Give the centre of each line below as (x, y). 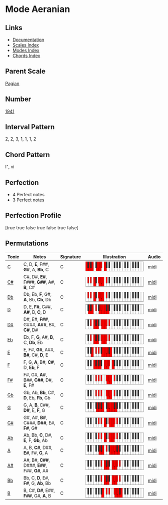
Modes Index (26, 50)
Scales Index (25, 45)
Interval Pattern (30, 127)
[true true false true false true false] (42, 227)
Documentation (28, 40)
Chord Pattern (27, 154)
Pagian (12, 83)
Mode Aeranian (38, 9)
